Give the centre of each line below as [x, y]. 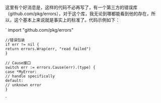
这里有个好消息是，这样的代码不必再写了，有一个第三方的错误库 [71, 7]
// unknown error [23, 85]
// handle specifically [30, 76]
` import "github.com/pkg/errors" [39, 30]
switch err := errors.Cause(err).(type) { [50, 67]
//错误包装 [15, 40]
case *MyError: [21, 72]
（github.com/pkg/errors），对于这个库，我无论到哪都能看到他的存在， [78, 14]
